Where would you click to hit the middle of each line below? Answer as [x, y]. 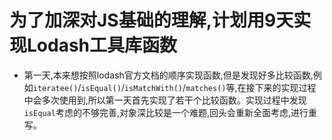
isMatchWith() [153, 88]
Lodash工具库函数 [102, 45]
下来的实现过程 [285, 87]
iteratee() [55, 88]
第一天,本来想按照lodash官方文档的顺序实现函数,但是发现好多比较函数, [168, 75]
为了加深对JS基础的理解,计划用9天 [151, 20]
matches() [206, 88]
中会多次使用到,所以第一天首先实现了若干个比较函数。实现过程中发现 [165, 100]
